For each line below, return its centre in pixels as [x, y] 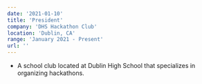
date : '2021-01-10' [35, 14]
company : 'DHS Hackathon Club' [52, 26]
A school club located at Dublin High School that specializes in [106, 66]
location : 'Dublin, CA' [42, 33]
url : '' [18, 46]
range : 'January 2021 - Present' [55, 40]
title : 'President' [35, 20]
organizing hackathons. [50, 73]
